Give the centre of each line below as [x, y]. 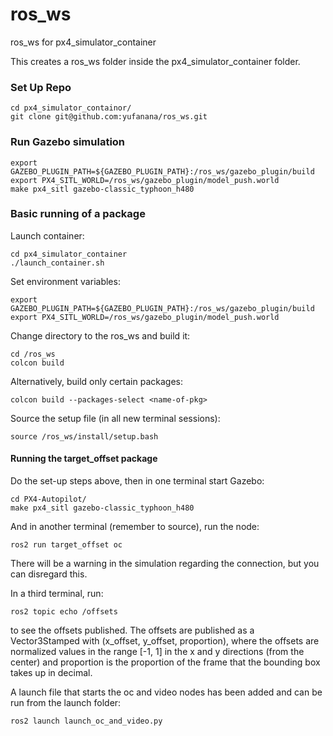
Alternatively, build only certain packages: [97, 381]
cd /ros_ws [33, 354]
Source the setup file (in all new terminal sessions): [115, 418]
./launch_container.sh [57, 263]
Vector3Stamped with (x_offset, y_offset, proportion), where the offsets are [165, 641]
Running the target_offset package [84, 459]
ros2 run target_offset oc [66, 545]
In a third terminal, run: [57, 594]
